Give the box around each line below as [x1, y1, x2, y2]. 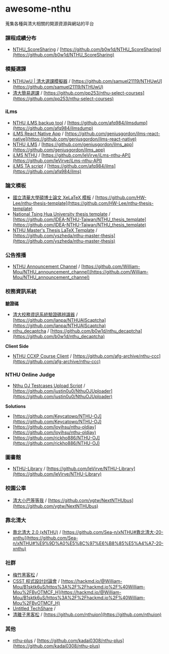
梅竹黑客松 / [12, 572, 38, 578]
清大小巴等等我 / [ [12, 497, 50, 503]
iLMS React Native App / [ [12, 130, 67, 136]
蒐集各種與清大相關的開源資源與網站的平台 [5, 20, 94, 26]
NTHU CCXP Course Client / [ [12, 353, 75, 359]
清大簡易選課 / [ [12, 90, 46, 96]
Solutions [5, 403, 26, 409]
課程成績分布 [5, 34, 37, 41]
